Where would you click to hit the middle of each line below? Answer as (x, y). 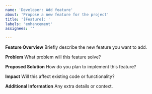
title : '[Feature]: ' (28, 19)
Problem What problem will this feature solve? (53, 57)
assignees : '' (20, 29)
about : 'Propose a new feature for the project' (57, 15)
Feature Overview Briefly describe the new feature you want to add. (76, 47)
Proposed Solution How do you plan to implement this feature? (71, 67)
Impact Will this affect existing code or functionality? (60, 76)
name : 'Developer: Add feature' (39, 10)
